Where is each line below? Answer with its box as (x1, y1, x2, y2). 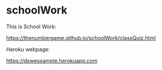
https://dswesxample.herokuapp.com (6, 57, 98, 64)
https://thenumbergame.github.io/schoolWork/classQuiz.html (6, 34, 156, 41)
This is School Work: (6, 23, 56, 30)
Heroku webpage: (6, 45, 50, 53)
